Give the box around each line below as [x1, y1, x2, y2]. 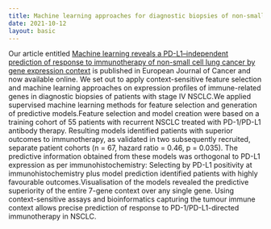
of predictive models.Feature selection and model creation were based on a [8, 109, 260, 119]
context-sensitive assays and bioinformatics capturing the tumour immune [8, 194, 256, 204]
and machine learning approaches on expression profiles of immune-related [8, 83, 261, 93]
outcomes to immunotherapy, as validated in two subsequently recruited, [8, 135, 251, 144]
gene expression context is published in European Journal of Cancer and [8, 66, 252, 76]
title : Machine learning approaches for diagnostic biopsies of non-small [8, 11, 265, 20]
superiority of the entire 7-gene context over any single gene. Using [8, 186, 235, 196]
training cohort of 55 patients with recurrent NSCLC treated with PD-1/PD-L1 [8, 118, 261, 127]
